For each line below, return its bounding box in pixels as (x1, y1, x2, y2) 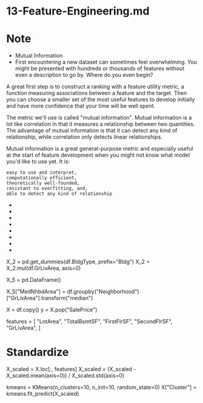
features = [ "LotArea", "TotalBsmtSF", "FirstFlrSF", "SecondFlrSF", (6, 318, 173, 325)
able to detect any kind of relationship (6, 191, 113, 197)
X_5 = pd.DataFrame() (6, 277, 62, 284)
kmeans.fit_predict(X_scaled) (6, 390, 79, 398)
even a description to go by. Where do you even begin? (15, 71, 153, 79)
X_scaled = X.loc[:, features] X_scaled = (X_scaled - (6, 365, 136, 373)
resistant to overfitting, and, (6, 186, 88, 192)
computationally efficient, (6, 175, 78, 181)
